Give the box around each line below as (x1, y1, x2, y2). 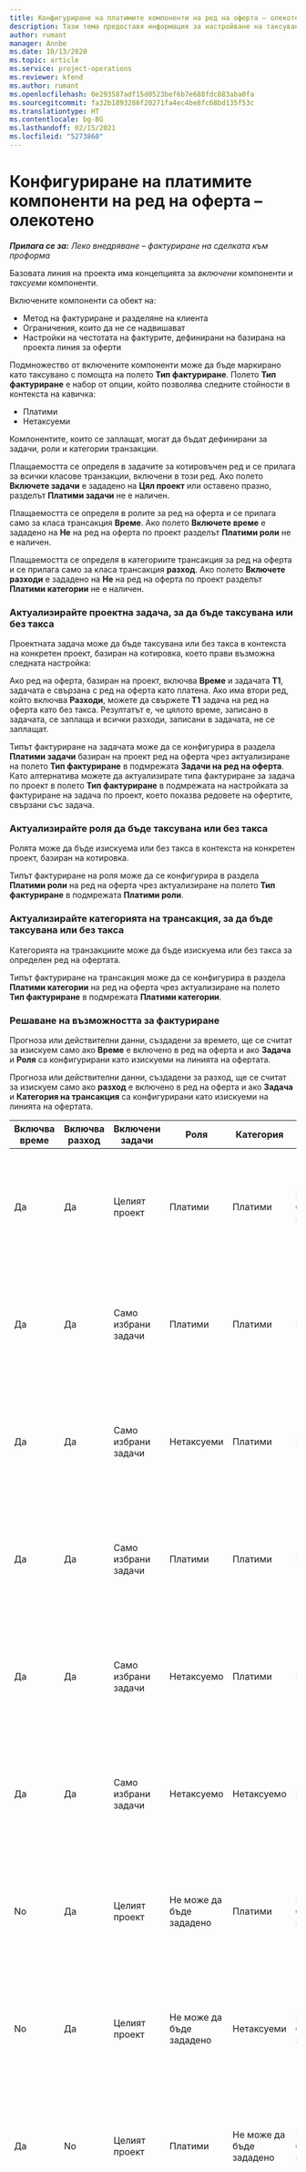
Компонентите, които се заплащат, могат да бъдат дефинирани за (9, 433, 268, 444)
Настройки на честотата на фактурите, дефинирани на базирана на (22, 332, 286, 343)
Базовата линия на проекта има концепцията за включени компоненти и (9, 267, 293, 278)
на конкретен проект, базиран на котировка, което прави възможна (9, 648, 276, 659)
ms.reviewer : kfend (9, 73, 84, 82)
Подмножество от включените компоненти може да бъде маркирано (9, 359, 281, 370)
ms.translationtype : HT (9, 107, 100, 116)
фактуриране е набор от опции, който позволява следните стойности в (9, 378, 291, 389)
